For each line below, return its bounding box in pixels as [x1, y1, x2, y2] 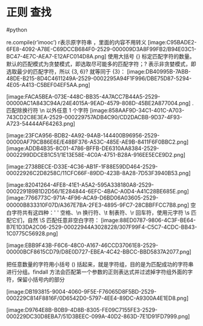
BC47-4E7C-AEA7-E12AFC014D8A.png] [6, 52, 107, 60]
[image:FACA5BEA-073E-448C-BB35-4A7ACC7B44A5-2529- [6, 92, 161, 100]
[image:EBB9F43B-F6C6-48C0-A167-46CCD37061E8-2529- [6, 241, 159, 249]
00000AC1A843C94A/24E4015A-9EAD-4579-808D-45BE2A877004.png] [6, 99, 191, 106]
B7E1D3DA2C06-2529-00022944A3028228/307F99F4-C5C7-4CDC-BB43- [6, 223, 198, 231]
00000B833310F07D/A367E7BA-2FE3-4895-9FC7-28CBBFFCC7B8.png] [6, 201, 190, 209]
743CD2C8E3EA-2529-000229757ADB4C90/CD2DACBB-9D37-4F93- [6, 113, 183, 120]
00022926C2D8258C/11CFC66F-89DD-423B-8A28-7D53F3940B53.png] [6, 169, 191, 176]
